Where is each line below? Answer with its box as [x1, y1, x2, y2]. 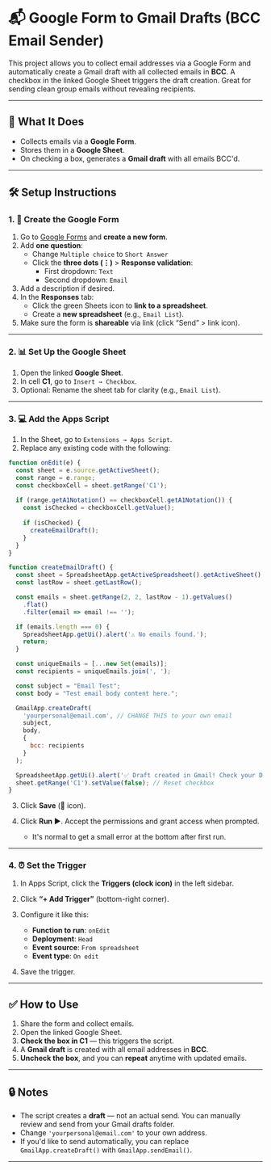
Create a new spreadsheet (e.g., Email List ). [31, 309, 184, 319]
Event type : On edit [31, 951, 99, 961]
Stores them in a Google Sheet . [19, 145, 125, 154]
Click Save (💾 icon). [19, 801, 86, 810]
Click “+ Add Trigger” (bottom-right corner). [19, 894, 169, 903]
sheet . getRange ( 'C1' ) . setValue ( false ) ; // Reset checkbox [15, 779, 215, 787]
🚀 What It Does [8, 115, 85, 128]
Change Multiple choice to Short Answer [31, 250, 169, 259]
